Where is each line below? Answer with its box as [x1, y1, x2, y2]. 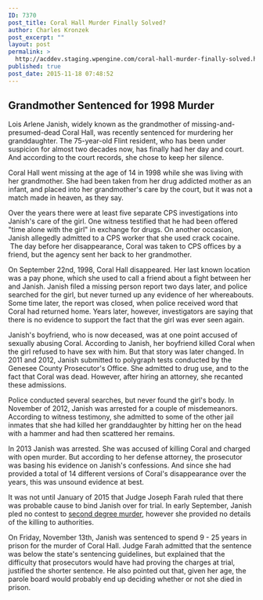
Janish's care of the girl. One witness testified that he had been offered [8, 216, 239, 226]
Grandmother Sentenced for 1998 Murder [8, 99, 215, 112]
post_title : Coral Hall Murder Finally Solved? [8, 19, 167, 27]
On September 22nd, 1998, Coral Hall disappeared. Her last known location [8, 265, 250, 275]
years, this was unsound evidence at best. [8, 478, 145, 487]
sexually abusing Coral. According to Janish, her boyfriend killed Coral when [8, 339, 255, 348]
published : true [8, 63, 61, 71]
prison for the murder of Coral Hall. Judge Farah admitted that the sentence [8, 541, 252, 551]
